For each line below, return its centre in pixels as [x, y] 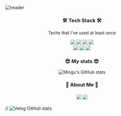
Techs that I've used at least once [82, 33]
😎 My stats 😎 [82, 61]
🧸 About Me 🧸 [82, 84]
